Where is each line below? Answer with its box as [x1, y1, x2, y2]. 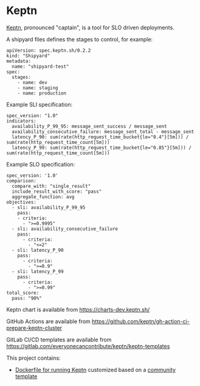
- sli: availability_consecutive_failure [12, 226, 119, 232]
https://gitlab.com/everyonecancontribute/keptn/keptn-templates [6, 342, 170, 349]
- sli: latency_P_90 [12, 247, 64, 253]
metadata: [6, 58, 32, 64]
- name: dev [17, 79, 47, 85]
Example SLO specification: [6, 160, 75, 168]
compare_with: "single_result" [12, 183, 91, 189]
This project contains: [6, 354, 61, 362]
